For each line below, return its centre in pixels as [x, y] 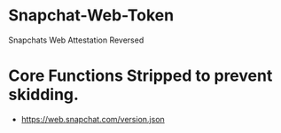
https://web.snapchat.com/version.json [93, 119]
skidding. [43, 95]
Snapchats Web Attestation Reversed [76, 40]
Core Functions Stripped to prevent [140, 76]
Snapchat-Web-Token [91, 16]
